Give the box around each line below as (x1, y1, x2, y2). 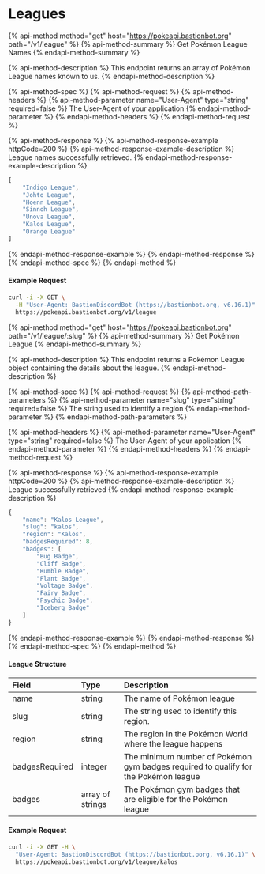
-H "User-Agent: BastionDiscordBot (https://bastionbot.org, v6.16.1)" (15, 301, 256, 308)
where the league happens (123, 738, 223, 749)
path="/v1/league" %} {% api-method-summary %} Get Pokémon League (8, 39, 248, 48)
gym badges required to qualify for (123, 761, 252, 772)
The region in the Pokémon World (123, 728, 248, 740)
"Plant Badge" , (36, 574, 87, 582)
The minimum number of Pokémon (123, 751, 252, 762)
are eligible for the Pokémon (123, 793, 229, 804)
